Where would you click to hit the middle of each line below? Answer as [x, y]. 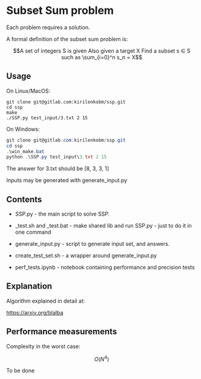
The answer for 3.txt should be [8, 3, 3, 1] [58, 169]
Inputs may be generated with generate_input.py [67, 180]
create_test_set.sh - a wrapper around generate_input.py [86, 255]
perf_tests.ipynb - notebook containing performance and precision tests [105, 268]
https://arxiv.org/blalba [35, 312]
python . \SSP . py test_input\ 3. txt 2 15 [57, 157]
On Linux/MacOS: [28, 91]
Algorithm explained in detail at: [46, 301]
